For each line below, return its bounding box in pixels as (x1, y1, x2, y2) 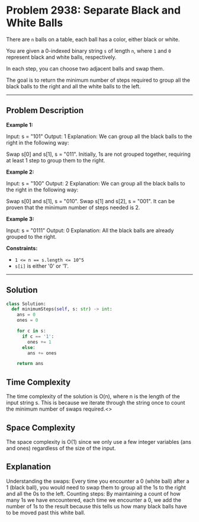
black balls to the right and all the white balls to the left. (6, 82, 141, 89)
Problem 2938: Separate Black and (6, 4, 181, 17)
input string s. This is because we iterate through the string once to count (6, 399, 185, 406)
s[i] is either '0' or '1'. (14, 262, 69, 270)
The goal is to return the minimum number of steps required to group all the (6, 76, 191, 84)
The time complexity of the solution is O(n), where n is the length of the (6, 393, 180, 400)
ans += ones (27, 350, 57, 356)
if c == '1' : (21, 333, 54, 340)
